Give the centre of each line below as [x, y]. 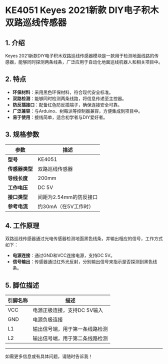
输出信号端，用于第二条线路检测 [70, 338]
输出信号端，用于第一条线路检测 [70, 329]
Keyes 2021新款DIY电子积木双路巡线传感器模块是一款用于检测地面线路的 [80, 56]
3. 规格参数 [22, 135]
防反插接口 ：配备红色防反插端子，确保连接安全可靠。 [67, 104]
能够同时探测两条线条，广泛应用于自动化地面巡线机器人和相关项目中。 [90, 62]
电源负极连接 [48, 319]
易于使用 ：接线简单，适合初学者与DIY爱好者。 [60, 117]
